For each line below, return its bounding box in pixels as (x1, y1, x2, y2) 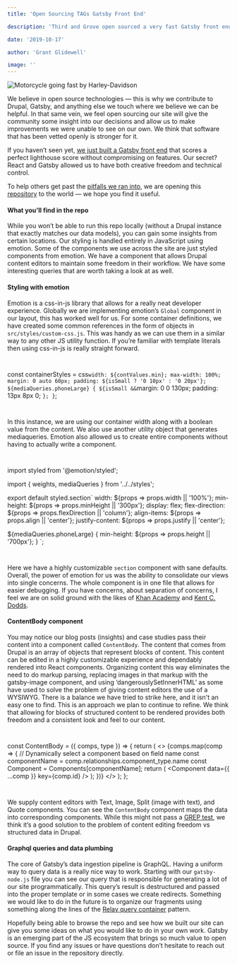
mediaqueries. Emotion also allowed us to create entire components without (7, 432, 228, 441)
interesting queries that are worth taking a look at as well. (7, 267, 174, 275)
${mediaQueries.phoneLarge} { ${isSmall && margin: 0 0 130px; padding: (7, 384, 219, 392)
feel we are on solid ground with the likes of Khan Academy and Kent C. (7, 593, 216, 602)
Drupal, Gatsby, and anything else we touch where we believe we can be (7, 102, 219, 110)
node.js (7, 876, 30, 883)
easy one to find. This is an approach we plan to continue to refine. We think (7, 700, 229, 708)
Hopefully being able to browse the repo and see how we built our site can (7, 918, 224, 927)
